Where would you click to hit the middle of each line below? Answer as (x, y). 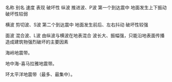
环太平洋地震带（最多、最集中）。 (40, 74)
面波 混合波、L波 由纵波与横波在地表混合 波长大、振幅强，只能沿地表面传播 (85, 35)
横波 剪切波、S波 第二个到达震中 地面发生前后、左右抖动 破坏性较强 (77, 25)
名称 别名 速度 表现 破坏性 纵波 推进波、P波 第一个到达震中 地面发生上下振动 (86, 7)
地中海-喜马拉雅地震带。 (31, 63)
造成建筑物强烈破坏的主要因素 (37, 42)
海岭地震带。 (19, 53)
